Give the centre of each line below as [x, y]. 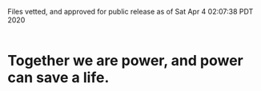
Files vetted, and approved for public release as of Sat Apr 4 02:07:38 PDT [130, 12]
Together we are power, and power [125, 61]
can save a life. [58, 78]
